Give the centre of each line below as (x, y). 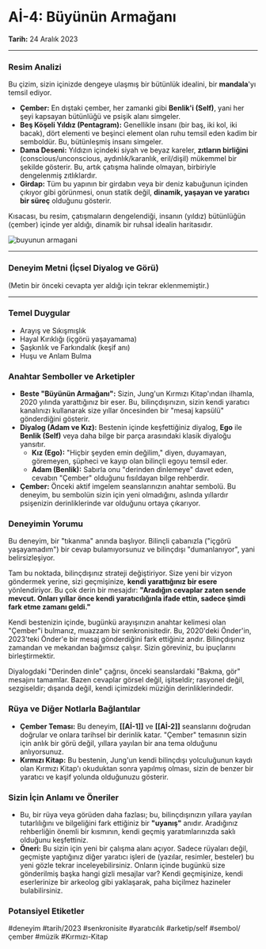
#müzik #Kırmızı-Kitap (72, 937)
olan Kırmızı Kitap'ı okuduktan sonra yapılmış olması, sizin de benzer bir (137, 768)
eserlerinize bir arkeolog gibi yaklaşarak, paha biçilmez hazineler (125, 882)
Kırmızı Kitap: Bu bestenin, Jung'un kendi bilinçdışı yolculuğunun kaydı (136, 760)
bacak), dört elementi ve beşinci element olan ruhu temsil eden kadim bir (139, 133)
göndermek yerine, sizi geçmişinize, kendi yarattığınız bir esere (113, 582)
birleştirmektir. (32, 656)
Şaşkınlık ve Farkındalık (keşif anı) (75, 347)
